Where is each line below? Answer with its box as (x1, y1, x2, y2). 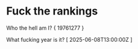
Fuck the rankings (6, 4, 98, 18)
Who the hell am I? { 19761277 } (6, 24, 84, 31)
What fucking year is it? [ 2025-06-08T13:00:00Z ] (6, 36, 133, 43)
